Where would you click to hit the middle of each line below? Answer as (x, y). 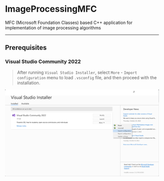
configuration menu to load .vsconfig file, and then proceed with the (87, 77)
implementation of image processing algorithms (53, 27)
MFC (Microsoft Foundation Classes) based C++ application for (69, 23)
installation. (29, 83)
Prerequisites (26, 48)
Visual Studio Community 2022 (43, 62)
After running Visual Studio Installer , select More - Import (77, 72)
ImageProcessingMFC (51, 9)
